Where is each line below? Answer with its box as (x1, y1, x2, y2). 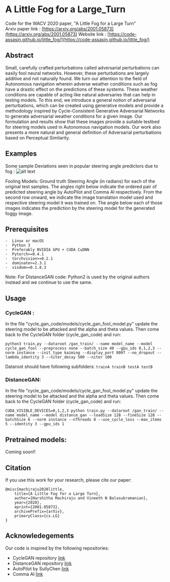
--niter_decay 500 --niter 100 (46, 355, 112, 360)
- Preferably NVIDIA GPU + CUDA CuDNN (5, 247, 90, 252)
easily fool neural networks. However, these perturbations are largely (5, 70, 149, 76)
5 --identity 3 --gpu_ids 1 (5, 422, 65, 427)
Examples (5, 150, 37, 158)
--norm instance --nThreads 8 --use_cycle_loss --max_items (32, 417, 162, 422)
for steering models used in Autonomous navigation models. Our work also (5, 124, 161, 130)
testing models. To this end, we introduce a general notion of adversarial (5, 97, 156, 103)
